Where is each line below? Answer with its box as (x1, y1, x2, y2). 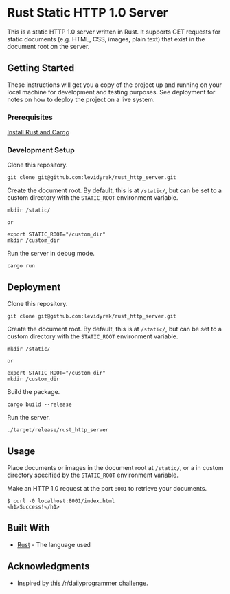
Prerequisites (7, 112, 53, 122)
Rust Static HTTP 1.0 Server (7, 5, 168, 21)
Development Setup (7, 145, 75, 154)
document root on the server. (7, 42, 90, 50)
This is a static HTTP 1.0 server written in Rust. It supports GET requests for (7, 28, 221, 36)
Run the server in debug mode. (7, 249, 95, 258)
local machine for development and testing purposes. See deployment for (7, 88, 216, 96)
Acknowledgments (7, 560, 91, 573)
